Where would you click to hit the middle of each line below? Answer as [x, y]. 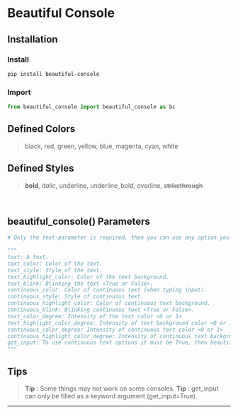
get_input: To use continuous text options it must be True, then [107, 343]
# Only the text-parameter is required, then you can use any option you [119, 238]
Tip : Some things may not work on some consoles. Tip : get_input [121, 388]
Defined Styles [41, 168]
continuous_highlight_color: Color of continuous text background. [109, 303]
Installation [33, 39]
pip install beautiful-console [53, 74]
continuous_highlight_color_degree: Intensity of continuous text [107, 336]
